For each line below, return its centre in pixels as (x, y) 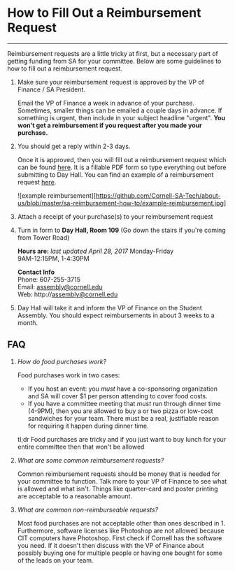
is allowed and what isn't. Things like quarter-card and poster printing (117, 489)
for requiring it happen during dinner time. (88, 426)
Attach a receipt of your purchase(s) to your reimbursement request (115, 216)
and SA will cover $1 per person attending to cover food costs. (117, 396)
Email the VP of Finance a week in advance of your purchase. (106, 103)
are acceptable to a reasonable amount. (75, 496)
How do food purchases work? (62, 361)
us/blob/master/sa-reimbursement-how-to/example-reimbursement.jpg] (121, 203)
